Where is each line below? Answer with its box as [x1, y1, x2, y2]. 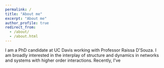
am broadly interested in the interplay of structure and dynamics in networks [5, 52, 159, 58]
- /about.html [9, 34, 38, 39]
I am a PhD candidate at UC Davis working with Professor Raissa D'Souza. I [5, 47, 157, 53]
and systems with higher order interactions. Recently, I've [5, 57, 121, 63]
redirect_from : [5, 25, 36, 30]
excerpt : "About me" [5, 16, 47, 21]
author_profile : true [5, 20, 49, 26]
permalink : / [5, 7, 32, 12]
